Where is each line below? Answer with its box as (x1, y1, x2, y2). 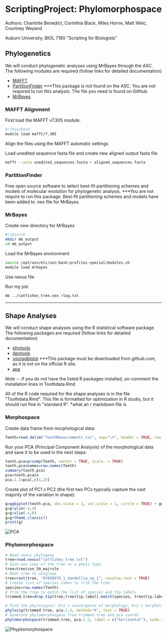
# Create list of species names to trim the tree (5, 580, 110, 585)
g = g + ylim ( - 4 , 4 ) (5, 506, 37, 511)
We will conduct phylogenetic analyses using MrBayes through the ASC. (5, 62, 153, 68)
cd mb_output (5, 242, 32, 247)
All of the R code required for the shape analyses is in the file (5, 391, 130, 397)
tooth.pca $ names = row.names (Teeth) (5, 464, 77, 469)
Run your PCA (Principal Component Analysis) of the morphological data (5, 444, 154, 450)
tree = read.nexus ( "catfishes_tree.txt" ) (5, 557, 88, 562)
